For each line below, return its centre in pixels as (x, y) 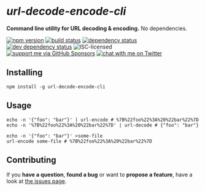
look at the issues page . (37, 181)
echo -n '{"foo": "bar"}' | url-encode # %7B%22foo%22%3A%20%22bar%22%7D (103, 120)
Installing (25, 73)
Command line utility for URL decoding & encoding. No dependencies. (97, 28)
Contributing (31, 160)
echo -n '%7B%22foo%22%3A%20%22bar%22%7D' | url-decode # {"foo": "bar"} (103, 125)
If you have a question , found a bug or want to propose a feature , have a (99, 175)
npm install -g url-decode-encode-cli (56, 87)
